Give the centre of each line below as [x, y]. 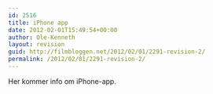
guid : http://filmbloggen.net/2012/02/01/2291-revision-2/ [107, 52]
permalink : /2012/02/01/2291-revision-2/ [77, 60]
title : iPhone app [38, 23]
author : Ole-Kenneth [42, 37]
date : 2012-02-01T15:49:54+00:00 [63, 30]
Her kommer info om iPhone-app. [62, 81]
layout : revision [37, 45]
